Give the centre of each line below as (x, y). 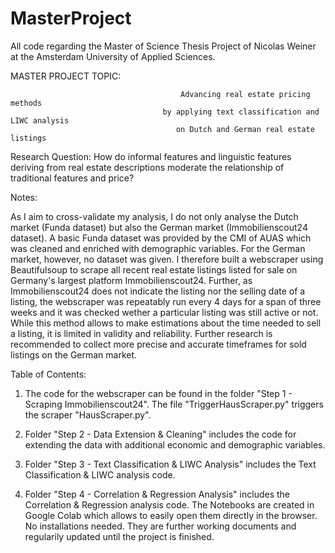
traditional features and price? (72, 178)
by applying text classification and (241, 112)
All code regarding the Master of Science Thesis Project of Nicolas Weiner (163, 46)
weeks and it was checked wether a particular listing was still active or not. (164, 312)
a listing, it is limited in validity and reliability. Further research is (141, 333)
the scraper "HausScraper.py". (88, 414)
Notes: (24, 197)
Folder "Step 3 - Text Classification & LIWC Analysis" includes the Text (170, 464)
